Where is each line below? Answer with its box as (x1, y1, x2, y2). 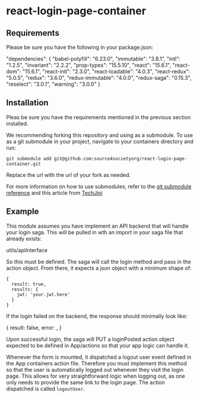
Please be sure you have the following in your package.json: (6, 43, 153, 51)
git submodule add (6, 156, 52, 161)
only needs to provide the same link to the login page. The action (6, 378, 165, 385)
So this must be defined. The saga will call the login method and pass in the (6, 258, 191, 265)
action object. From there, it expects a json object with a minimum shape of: (6, 264, 192, 272)
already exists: (6, 235, 42, 242)
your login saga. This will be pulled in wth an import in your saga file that (6, 228, 184, 236)
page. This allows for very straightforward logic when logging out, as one (6, 372, 185, 380)
